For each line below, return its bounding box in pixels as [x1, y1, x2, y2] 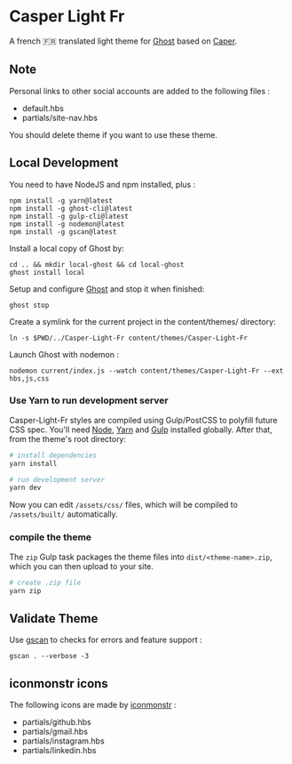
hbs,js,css [9, 374, 50, 383]
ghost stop [9, 301, 50, 310]
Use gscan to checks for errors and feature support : [9, 634, 202, 646]
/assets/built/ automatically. [9, 509, 118, 519]
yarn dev [9, 483, 42, 493]
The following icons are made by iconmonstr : [9, 700, 177, 711]
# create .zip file [9, 578, 82, 587]
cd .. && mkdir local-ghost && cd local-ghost [9, 260, 185, 269]
